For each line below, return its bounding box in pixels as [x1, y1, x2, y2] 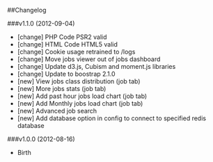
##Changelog [7, 6, 47, 14]
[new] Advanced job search [17, 107, 97, 115]
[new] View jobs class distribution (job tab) [17, 77, 141, 86]
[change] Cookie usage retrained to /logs [17, 48, 136, 56]
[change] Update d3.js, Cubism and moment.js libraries [17, 63, 176, 70]
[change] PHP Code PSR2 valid [17, 33, 107, 41]
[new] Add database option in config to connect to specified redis [17, 114, 207, 122]
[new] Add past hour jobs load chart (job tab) [17, 92, 148, 100]
